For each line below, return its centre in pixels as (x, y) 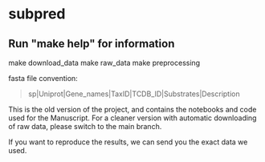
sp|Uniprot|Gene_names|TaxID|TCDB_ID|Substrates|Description (134, 94)
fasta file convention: (43, 78)
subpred (37, 14)
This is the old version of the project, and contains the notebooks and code (132, 109)
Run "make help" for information (92, 44)
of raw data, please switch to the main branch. (85, 126)
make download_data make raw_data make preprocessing (104, 63)
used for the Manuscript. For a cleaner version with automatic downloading (132, 118)
